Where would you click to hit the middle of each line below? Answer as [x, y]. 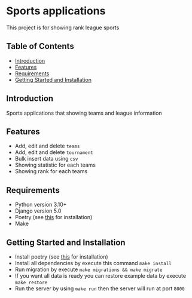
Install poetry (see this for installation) [62, 257]
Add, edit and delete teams [47, 146]
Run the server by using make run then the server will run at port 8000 [100, 288]
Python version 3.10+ [41, 205]
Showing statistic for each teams [55, 165]
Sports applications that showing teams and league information [84, 113]
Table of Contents [40, 46]
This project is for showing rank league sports [63, 27]
